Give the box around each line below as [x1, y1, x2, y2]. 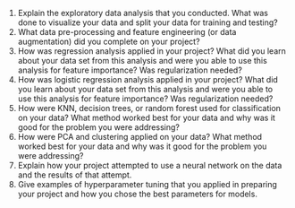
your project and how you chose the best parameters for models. [17, 188, 257, 199]
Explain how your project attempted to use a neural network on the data [17, 160, 282, 170]
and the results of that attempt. [17, 169, 132, 180]
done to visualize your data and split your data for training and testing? [17, 17, 279, 28]
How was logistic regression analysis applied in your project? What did [17, 74, 279, 84]
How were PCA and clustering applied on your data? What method [17, 132, 262, 142]
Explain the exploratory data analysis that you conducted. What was [17, 8, 268, 18]
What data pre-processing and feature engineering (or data [17, 27, 237, 37]
